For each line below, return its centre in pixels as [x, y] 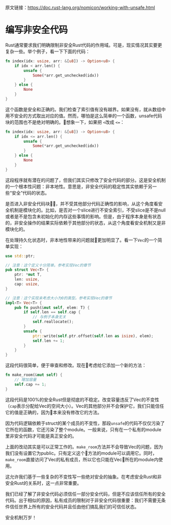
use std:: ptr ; [20, 256]
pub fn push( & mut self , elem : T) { [52, 307]
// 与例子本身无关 [49, 317]
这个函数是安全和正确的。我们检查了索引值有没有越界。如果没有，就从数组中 [85, 109]
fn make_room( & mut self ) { [34, 375]
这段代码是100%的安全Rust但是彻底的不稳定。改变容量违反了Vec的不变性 [82, 400]
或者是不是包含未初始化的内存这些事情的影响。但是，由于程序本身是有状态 [83, 216]
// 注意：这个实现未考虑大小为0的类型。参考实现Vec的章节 [59, 298]
